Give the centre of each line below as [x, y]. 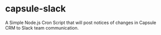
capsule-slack [35, 9]
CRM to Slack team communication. [42, 27]
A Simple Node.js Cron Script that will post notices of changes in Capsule [81, 22]
